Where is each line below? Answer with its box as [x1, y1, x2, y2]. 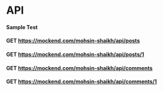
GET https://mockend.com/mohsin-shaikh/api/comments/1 [6, 78, 157, 85]
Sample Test [6, 23, 38, 30]
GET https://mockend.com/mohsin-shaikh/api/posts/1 [6, 51, 144, 58]
